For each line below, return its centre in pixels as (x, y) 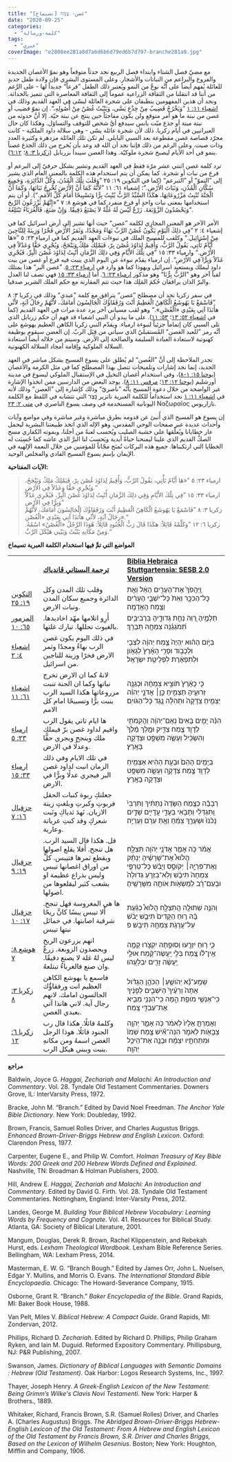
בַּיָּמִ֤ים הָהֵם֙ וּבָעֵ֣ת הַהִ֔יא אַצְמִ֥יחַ (170, 761)
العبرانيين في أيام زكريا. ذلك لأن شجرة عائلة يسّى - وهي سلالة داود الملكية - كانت (112, 130)
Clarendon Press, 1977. (40, 1143)
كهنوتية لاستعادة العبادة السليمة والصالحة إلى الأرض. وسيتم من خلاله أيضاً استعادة (111, 339)
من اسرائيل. (61, 663)
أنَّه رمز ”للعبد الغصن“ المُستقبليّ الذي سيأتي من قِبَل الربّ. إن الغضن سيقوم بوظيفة (114, 331)
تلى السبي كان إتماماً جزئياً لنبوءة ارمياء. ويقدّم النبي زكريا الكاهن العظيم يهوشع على (114, 324)
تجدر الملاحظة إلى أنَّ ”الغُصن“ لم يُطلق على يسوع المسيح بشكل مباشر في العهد (110, 359)
